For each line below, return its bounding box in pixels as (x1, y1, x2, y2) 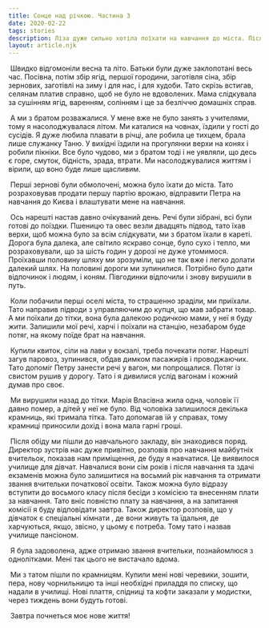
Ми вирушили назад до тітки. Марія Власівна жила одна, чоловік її (10, 395, 239, 405)
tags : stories (8, 26, 56, 34)
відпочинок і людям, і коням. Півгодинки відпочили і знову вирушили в (8, 272, 252, 282)
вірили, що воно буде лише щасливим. (8, 164, 142, 174)
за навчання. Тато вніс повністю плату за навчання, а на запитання (8, 496, 239, 506)
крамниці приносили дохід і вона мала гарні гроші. (8, 421, 183, 431)
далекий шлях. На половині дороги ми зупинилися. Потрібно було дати (8, 264, 253, 273)
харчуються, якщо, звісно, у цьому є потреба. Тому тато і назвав (8, 522, 231, 532)
